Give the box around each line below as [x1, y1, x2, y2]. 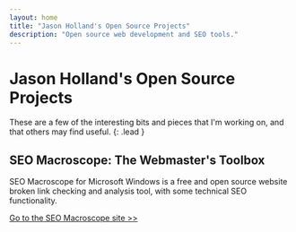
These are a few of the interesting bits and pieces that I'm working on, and [9, 117, 284, 128]
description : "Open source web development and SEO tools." [9, 30, 239, 39]
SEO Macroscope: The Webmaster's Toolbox [9, 152, 266, 168]
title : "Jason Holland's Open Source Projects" [9, 21, 191, 30]
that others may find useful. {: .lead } [9, 126, 145, 137]
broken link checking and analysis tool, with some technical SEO [9, 185, 248, 197]
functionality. [9, 195, 58, 206]
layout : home [9, 13, 58, 22]
